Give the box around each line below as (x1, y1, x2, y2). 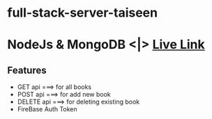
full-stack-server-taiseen (7, 5, 158, 21)
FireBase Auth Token (17, 105, 78, 113)
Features (7, 64, 47, 76)
